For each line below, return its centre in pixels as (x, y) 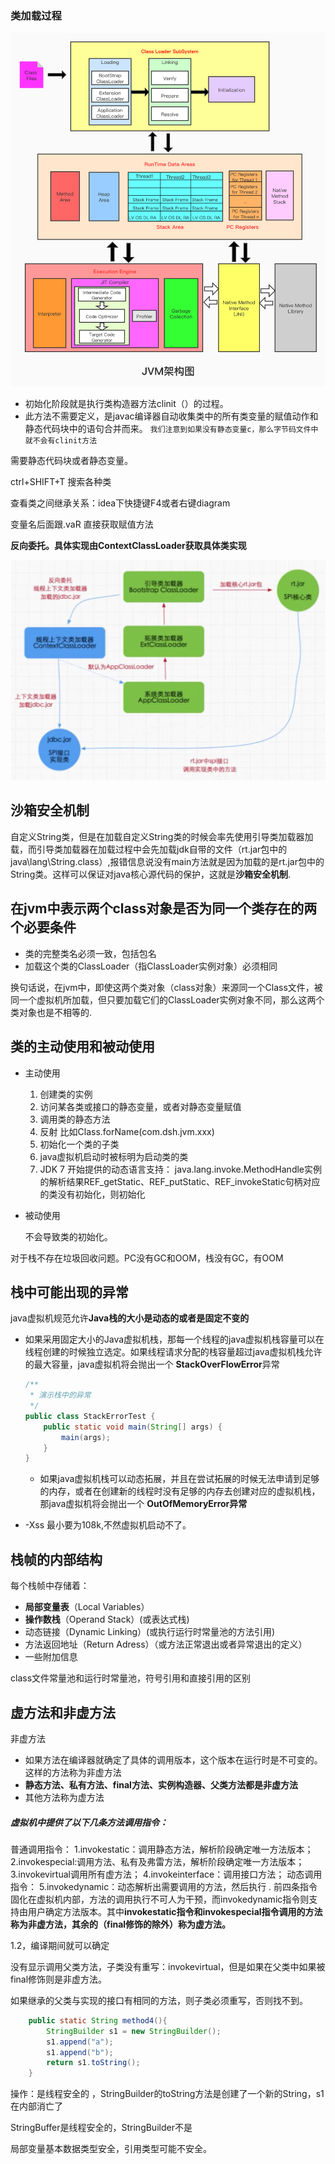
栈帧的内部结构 (56, 1559)
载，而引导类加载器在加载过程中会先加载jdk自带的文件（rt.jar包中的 (149, 849)
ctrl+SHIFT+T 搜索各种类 (61, 482)
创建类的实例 (66, 1094)
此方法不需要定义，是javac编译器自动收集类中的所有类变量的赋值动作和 (171, 416)
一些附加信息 (51, 1657)
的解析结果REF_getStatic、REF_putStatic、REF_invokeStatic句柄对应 (180, 1181)
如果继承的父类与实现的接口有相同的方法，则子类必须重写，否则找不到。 (159, 2000)
